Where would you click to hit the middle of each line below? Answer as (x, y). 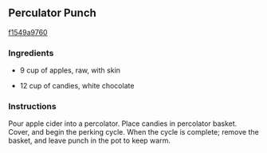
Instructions (33, 107)
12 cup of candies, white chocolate (77, 86)
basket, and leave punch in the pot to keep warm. (90, 141)
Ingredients (31, 53)
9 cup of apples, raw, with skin (70, 70)
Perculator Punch (53, 13)
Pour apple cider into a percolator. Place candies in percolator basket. (123, 124)
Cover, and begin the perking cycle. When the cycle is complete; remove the (133, 132)
